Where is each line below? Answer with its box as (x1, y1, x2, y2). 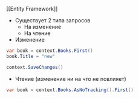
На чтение (24, 30, 51, 37)
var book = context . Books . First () (6, 48, 94, 54)
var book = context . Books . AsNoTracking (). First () (6, 87, 134, 93)
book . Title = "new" (6, 53, 56, 59)
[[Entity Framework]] (6, 5, 58, 12)
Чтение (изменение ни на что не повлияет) (15, 75, 127, 82)
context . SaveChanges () (6, 64, 63, 70)
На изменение (24, 24, 62, 30)
